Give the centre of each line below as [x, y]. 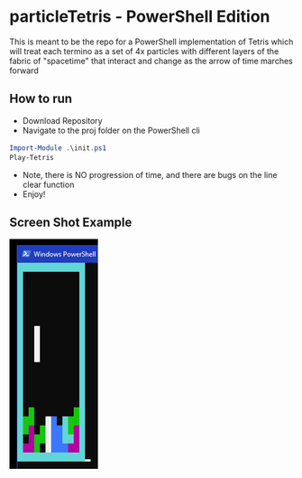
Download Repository [62, 120]
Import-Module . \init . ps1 [58, 148]
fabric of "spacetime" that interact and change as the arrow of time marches [151, 61]
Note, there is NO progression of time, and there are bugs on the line [150, 174]
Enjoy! [34, 194]
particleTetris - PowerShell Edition [140, 17]
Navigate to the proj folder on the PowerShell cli [111, 130]
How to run [41, 99]
